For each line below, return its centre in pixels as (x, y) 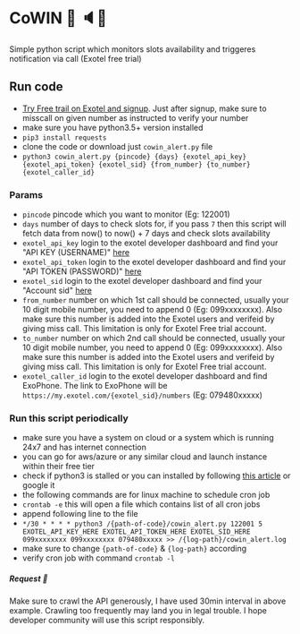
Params (26, 194)
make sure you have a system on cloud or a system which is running (148, 438)
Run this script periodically (69, 418)
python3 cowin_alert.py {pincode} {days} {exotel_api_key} (134, 157)
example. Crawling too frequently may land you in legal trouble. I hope (138, 611)
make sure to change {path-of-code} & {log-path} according (134, 549)
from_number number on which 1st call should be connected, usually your (155, 300)
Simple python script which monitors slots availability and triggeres (133, 49)
